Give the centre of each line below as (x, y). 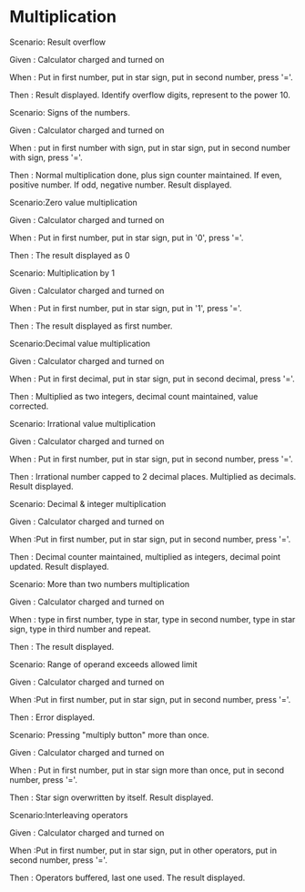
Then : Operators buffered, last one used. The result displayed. (127, 877)
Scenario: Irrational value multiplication (83, 423)
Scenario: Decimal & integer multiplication (88, 503)
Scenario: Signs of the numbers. (70, 112)
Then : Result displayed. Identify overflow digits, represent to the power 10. (150, 95)
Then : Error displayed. (52, 717)
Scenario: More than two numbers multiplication (100, 583)
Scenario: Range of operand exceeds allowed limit (103, 664)
